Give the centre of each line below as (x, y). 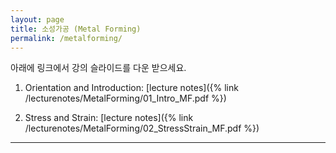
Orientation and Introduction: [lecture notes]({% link (131, 88)
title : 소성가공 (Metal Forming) (76, 29)
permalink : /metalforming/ (66, 38)
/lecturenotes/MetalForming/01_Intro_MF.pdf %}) (125, 98)
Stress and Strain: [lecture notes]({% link (109, 118)
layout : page (37, 19)
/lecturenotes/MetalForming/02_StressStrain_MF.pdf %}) (142, 128)
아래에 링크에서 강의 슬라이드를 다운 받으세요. (98, 68)
